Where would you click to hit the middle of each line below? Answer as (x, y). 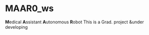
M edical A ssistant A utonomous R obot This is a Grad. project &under (74, 22)
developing (17, 27)
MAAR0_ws (30, 9)
